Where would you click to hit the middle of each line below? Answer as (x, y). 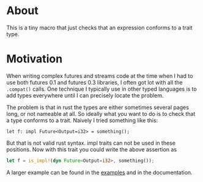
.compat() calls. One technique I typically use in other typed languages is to (102, 89)
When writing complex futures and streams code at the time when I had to (100, 76)
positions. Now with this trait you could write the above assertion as (92, 149)
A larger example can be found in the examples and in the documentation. (99, 172)
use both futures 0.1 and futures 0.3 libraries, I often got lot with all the (94, 82)
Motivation (35, 59)
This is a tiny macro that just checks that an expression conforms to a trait (99, 28)
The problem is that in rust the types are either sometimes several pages (98, 107)
